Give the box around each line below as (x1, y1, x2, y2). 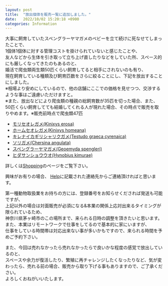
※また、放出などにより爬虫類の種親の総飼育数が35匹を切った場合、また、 (5, 98, 158, 104)
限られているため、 (5, 209, 45, 215)
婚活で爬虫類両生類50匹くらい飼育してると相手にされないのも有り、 (5, 67, 146, 73)
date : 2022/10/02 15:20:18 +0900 (5, 16, 79, 21)
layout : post (5, 7, 32, 12)
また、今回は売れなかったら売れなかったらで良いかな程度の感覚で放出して (5, 245, 158, 251)
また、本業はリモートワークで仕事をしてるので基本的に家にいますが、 (5, 222, 150, 228)
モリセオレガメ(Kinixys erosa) (12, 121, 74, 127)
